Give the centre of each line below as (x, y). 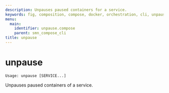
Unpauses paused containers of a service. (49, 85)
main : (16, 24)
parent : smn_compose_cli (40, 33)
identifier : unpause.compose (45, 28)
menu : (11, 19)
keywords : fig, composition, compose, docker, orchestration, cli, (77, 14)
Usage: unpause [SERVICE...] (36, 75)
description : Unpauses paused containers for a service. (66, 10)
